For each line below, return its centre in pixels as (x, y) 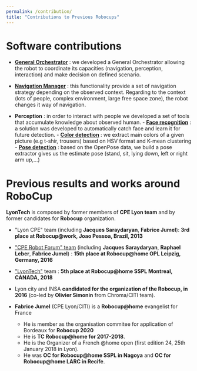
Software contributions (64, 46)
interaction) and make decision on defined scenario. (78, 75)
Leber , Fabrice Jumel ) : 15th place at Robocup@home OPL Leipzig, (98, 254)
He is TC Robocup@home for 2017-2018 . (74, 337)
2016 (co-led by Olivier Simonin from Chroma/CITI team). (85, 295)
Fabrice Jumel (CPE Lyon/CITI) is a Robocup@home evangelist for (96, 306)
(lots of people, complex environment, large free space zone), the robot (101, 99)
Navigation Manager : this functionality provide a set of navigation (95, 86)
